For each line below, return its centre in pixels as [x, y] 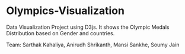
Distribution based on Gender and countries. [60, 33]
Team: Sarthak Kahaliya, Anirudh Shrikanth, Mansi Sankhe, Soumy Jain [93, 45]
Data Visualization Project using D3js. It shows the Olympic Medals [88, 27]
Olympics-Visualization [65, 11]
